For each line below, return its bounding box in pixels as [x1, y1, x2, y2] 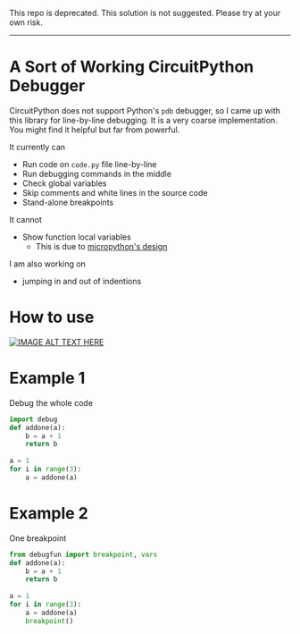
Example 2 [9, 503, 89, 523]
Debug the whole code [9, 397, 94, 408]
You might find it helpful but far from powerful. [9, 124, 180, 135]
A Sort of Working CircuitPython [9, 57, 254, 77]
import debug [9, 415, 58, 424]
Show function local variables [21, 232, 131, 242]
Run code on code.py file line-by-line [21, 158, 158, 169]
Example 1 [9, 368, 86, 388]
